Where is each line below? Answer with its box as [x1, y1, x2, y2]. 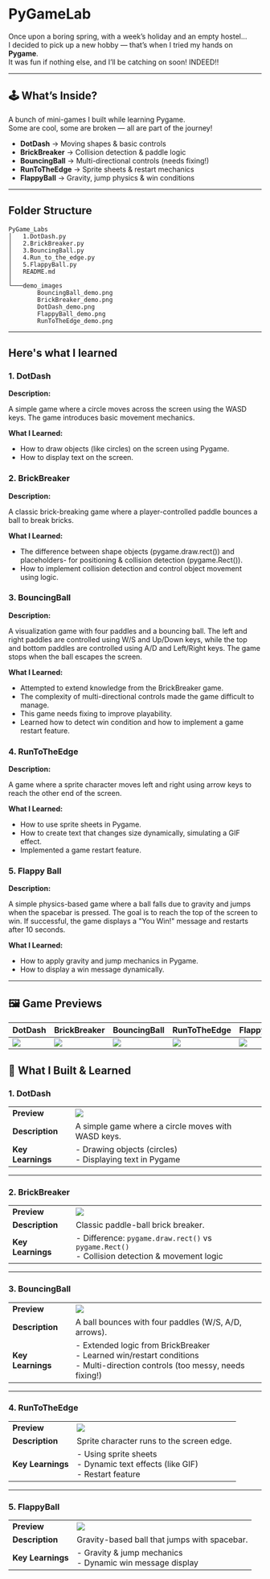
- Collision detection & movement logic [76, 1250, 223, 1262]
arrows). [75, 1326, 107, 1337]
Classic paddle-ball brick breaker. [76, 1220, 205, 1231]
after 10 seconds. [8, 925, 66, 935]
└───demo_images [8, 281, 63, 290]
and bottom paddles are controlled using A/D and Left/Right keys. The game [8, 643, 261, 653]
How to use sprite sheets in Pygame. [19, 819, 142, 830]
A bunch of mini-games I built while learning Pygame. [8, 114, 186, 124]
